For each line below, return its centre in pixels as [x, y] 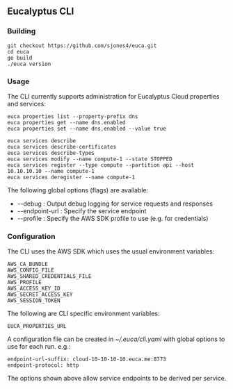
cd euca [18, 51]
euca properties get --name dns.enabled [67, 122]
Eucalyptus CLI [41, 11]
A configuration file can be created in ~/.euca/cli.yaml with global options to [116, 339]
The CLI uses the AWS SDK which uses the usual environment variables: [111, 251]
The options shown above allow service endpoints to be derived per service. [117, 379]
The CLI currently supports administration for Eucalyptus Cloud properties [113, 96]
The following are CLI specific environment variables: [83, 314]
